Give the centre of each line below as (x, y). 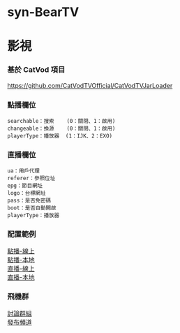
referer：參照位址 (31, 179)
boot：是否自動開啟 (32, 208)
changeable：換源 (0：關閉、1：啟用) (61, 128)
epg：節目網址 (25, 186)
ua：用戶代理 (23, 171)
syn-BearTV (43, 12)
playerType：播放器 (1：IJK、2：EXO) (60, 136)
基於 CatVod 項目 (36, 70)
